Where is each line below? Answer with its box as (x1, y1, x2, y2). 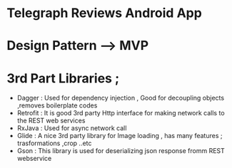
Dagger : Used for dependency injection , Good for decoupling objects (16, 94, 225, 103)
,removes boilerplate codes (16, 101, 98, 110)
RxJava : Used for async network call (16, 124, 127, 132)
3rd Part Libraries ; (6, 70, 119, 86)
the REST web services (16, 116, 86, 125)
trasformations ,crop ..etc (16, 139, 92, 147)
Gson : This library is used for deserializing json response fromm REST (16, 147, 226, 155)
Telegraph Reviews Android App (6, 5, 203, 21)
